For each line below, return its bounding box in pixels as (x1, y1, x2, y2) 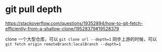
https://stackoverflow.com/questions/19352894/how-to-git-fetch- (5, 20, 143, 26)
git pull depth (5, 4, 62, 15)
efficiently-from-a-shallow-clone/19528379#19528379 (5, 25, 119, 31)
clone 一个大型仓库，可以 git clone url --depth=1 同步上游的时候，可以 (5, 36, 157, 42)
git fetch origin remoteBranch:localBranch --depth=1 (5, 41, 121, 46)
